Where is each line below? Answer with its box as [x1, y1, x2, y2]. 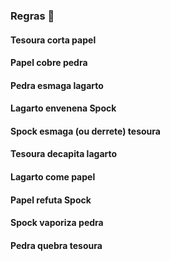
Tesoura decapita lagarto [10, 148, 118, 160]
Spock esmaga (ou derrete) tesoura [10, 125, 161, 137]
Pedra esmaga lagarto [10, 79, 104, 91]
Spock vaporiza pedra [10, 217, 104, 229]
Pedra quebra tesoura [10, 239, 103, 251]
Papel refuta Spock [10, 194, 92, 206]
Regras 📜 [10, 9, 55, 23]
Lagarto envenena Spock [10, 102, 117, 114]
